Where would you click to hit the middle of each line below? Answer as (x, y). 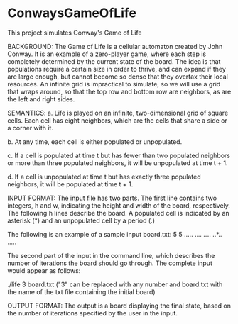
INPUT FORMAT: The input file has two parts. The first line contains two (112, 198)
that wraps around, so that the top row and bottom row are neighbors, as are (119, 91)
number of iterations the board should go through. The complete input (110, 263)
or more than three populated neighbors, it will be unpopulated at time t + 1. (118, 163)
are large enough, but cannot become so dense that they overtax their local (118, 77)
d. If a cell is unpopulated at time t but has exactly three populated (104, 177)
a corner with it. (30, 128)
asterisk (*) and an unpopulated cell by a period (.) (81, 220)
